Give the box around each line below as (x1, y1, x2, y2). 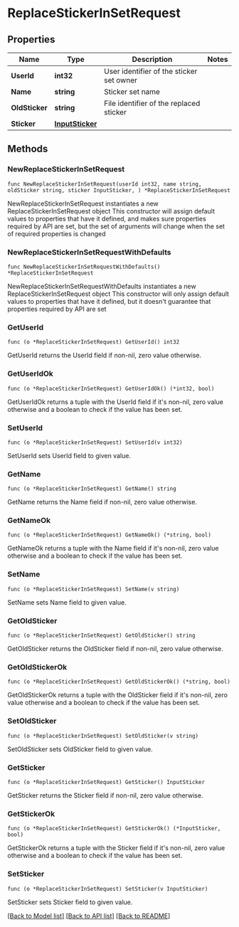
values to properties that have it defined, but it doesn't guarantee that (7, 297, 211, 305)
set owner (104, 75, 137, 85)
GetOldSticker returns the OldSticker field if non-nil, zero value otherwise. (7, 645, 224, 653)
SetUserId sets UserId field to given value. (7, 451, 132, 460)
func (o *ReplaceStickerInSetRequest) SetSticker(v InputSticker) (7, 885, 208, 892)
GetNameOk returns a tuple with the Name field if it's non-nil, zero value (7, 544, 219, 553)
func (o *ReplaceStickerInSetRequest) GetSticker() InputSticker (7, 778, 205, 785)
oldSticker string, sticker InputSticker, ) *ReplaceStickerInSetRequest (7, 186, 231, 194)
